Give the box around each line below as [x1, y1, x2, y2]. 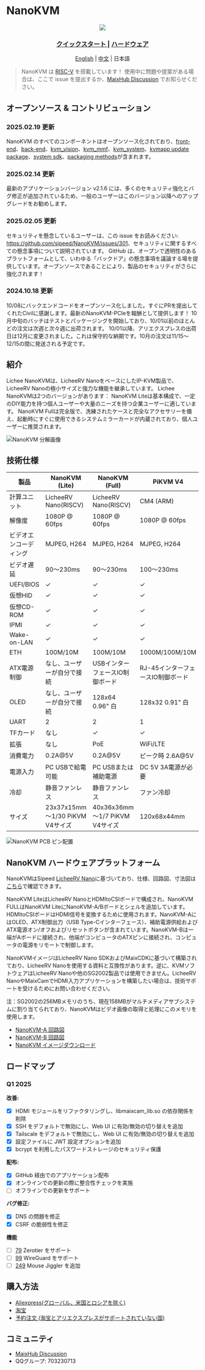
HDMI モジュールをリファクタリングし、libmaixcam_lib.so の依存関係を [15, 1107, 194, 1115]
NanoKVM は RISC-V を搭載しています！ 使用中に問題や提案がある [21, 68, 189, 75]
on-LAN [9, 638, 34, 647]
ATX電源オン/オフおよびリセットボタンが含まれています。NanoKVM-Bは [6, 926, 189, 933]
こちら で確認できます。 [6, 883, 65, 890]
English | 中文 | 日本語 [75, 55, 130, 62]
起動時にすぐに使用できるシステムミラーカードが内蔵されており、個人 [16, 415, 193, 422]
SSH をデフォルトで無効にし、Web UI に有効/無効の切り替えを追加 [15, 1123, 184, 1130]
